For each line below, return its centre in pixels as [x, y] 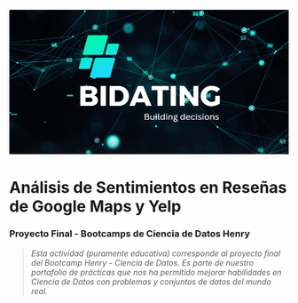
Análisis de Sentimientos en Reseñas [148, 187]
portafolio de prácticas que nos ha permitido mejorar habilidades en [156, 272]
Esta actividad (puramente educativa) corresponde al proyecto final [156, 253]
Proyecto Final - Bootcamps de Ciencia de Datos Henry [129, 234]
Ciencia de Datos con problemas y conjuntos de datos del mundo [151, 282]
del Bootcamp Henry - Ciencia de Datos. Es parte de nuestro [142, 262]
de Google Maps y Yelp [95, 206]
